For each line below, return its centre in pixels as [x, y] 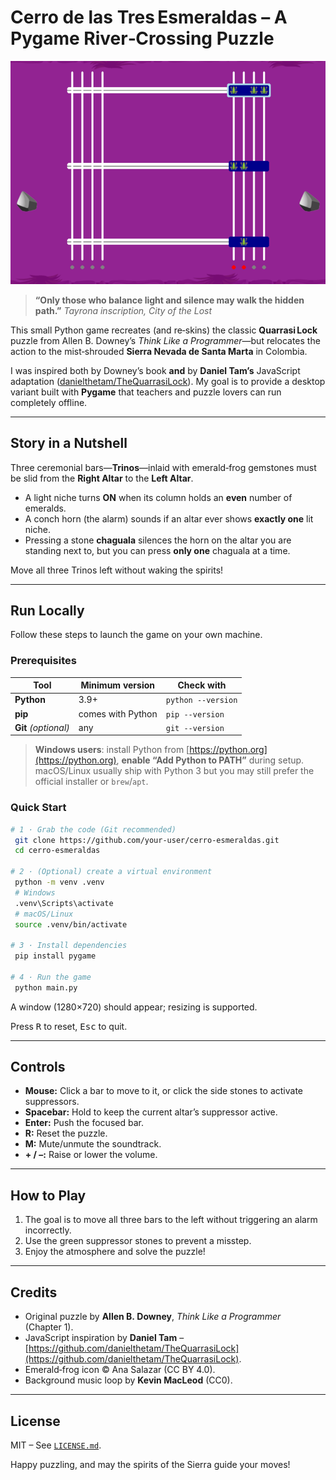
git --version [195, 728]
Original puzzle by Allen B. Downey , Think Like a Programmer [153, 1317]
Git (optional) [42, 727]
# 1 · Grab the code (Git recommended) [93, 829]
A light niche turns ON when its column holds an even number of [158, 497]
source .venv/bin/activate [71, 924]
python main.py [46, 987]
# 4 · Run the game [51, 977]
